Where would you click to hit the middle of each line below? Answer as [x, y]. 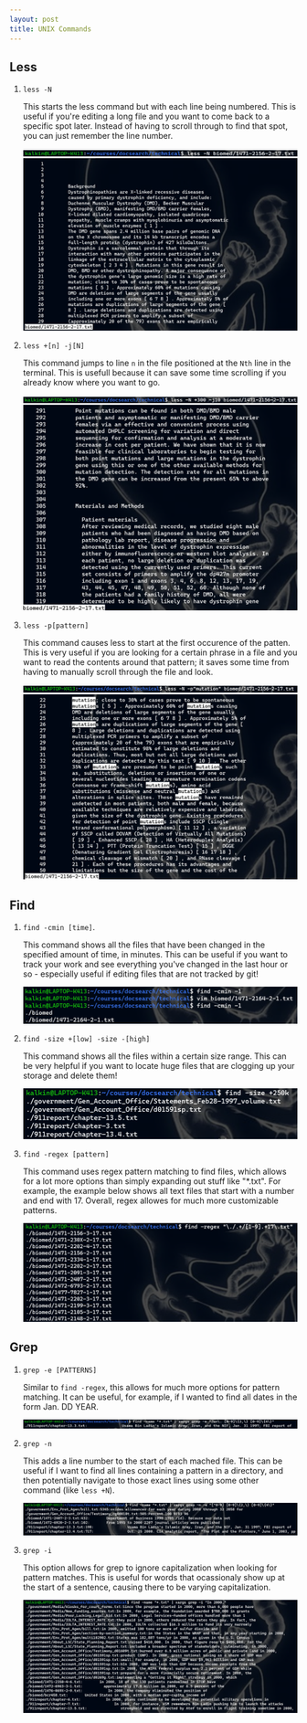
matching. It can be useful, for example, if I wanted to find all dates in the [160, 1397]
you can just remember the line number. [98, 136]
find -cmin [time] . [59, 927]
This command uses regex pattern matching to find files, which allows [154, 1171]
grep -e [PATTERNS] [60, 1370]
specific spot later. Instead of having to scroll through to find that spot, [155, 126]
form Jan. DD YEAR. [60, 1406]
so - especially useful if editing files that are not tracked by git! [140, 974]
